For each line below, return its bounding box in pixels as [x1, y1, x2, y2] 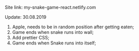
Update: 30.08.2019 [5, 14, 47, 20]
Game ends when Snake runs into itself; [12, 40, 97, 46]
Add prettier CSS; [12, 35, 50, 40]
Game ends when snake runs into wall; [12, 29, 94, 35]
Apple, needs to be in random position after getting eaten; [12, 24, 134, 30]
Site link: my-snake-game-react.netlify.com [5, 5, 96, 10]
